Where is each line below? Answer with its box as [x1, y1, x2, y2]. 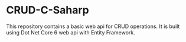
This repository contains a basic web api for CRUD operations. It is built [6, 23, 180, 30]
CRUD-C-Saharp [6, 3, 90, 17]
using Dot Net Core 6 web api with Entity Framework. [6, 29, 136, 36]
